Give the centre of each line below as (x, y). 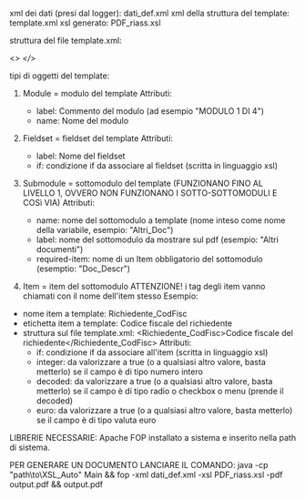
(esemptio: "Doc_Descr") (83, 269)
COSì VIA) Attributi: (59, 203)
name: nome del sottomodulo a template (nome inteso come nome (161, 220)
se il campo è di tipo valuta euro (96, 420)
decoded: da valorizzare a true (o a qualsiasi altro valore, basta (154, 381)
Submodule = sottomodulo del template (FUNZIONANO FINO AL (143, 183)
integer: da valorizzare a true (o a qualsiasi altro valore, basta (151, 362)
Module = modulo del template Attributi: (97, 93)
